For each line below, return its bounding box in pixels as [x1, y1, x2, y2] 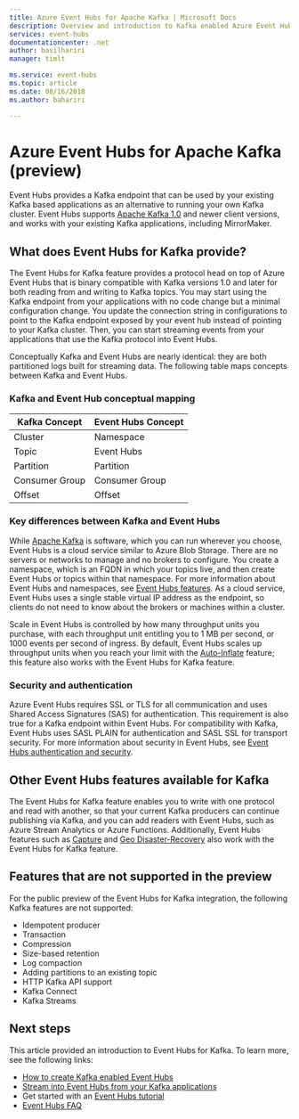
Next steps [9, 1021, 71, 1036]
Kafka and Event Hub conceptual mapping [9, 393, 196, 405]
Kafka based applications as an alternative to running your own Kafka [9, 200, 264, 210]
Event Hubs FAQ [21, 1099, 83, 1110]
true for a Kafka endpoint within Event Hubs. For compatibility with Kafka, [9, 718, 279, 729]
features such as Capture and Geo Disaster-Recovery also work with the [9, 834, 275, 845]
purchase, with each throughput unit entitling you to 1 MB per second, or [9, 628, 275, 639]
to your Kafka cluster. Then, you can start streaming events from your [9, 324, 264, 335]
